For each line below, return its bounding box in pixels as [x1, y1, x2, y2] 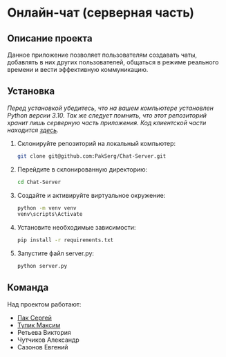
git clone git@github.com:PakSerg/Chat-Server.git [17, 152, 167, 160]
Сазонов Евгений [17, 342, 68, 351]
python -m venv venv [17, 204, 77, 212]
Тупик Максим [17, 320, 61, 329]
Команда [7, 282, 49, 293]
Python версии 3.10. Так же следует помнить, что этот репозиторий [7, 111, 207, 119]
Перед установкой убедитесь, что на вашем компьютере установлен [7, 104, 214, 112]
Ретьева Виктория [17, 328, 71, 336]
